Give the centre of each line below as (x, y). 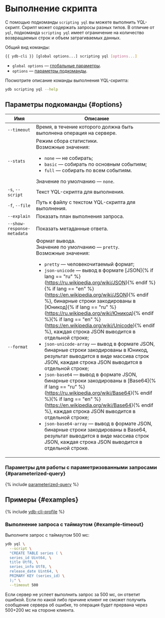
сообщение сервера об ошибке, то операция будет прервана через (76, 605)
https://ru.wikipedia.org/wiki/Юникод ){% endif (100, 313)
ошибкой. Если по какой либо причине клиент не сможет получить (76, 599)
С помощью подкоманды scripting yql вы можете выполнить (70, 22)
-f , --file (19, 205)
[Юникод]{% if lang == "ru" (76, 307)
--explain (19, 216)
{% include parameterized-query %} (42, 484)
